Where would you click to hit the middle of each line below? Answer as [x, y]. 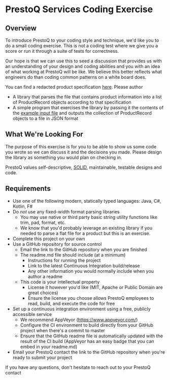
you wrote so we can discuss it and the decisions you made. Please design [84, 152]
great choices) [43, 293]
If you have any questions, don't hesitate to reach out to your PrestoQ [78, 367]
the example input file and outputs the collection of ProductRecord [82, 113]
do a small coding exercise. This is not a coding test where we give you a [82, 46]
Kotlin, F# [23, 206]
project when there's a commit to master [63, 330]
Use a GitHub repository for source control [57, 244]
